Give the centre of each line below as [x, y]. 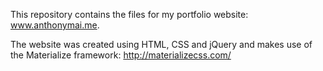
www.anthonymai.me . [55, 25]
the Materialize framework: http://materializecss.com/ [121, 55]
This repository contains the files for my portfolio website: [129, 14]
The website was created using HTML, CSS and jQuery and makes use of [161, 44]
